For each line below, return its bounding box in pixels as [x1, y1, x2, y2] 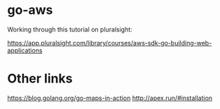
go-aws [7, 2, 53, 18]
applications [7, 46, 43, 54]
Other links [7, 71, 73, 87]
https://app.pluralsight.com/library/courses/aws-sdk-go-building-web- [7, 38, 212, 47]
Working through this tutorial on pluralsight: [7, 25, 133, 34]
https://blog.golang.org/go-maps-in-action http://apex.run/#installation [7, 94, 212, 102]
